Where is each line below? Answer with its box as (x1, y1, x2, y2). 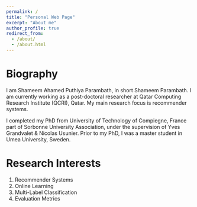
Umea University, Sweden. (6, 135, 71, 143)
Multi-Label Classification (14, 189, 77, 196)
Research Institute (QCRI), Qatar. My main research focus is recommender (6, 99, 188, 106)
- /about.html (11, 42, 46, 48)
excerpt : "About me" (6, 20, 57, 25)
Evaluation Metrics (14, 195, 60, 202)
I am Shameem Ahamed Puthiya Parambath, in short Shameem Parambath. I (6, 86, 192, 93)
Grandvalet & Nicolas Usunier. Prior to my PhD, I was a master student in (6, 130, 182, 137)
